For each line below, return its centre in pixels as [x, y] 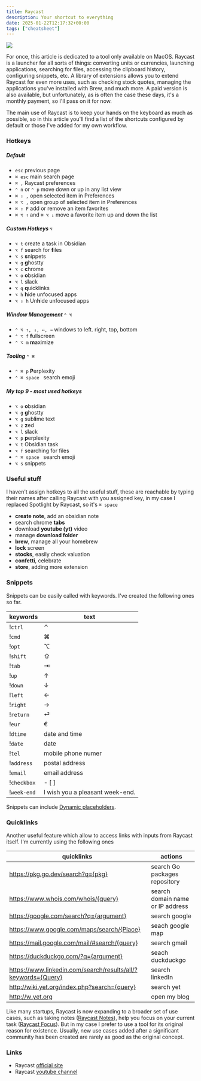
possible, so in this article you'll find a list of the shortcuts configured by [95, 119]
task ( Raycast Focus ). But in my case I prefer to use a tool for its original [95, 1024]
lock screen [30, 548]
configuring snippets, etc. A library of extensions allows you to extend [92, 76]
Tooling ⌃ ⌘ [20, 356]
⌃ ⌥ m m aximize [34, 342]
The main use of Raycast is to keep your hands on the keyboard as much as [100, 113]
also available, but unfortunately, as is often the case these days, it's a [93, 95]
